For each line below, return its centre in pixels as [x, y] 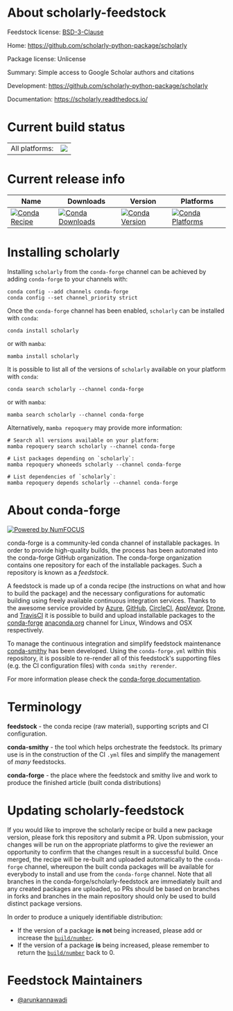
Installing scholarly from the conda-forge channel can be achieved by [107, 271]
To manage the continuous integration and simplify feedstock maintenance [114, 643]
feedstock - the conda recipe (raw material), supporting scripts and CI [108, 726]
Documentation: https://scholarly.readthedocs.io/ [77, 99]
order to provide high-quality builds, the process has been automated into [113, 550]
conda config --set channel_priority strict [72, 297]
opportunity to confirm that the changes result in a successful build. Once [113, 852]
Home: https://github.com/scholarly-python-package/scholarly [97, 45]
